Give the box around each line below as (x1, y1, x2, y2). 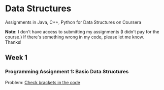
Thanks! (5, 39, 22, 45)
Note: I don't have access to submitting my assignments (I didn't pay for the (5, 29, 160, 34)
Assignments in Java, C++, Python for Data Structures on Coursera (5, 19, 141, 25)
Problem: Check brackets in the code (5, 79, 80, 85)
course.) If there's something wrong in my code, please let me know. (5, 34, 144, 40)
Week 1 (5, 54, 28, 62)
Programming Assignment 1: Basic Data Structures (5, 68, 129, 75)
